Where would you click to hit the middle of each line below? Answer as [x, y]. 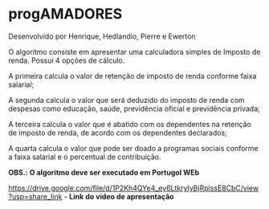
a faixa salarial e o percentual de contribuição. [85, 157]
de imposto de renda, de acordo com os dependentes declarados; [118, 133]
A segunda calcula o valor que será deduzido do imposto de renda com [126, 100]
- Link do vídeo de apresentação [119, 196]
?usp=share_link [35, 196]
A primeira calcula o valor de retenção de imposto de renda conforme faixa [132, 76]
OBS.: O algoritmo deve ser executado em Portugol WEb [104, 172]
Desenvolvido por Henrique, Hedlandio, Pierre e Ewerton [102, 36]
